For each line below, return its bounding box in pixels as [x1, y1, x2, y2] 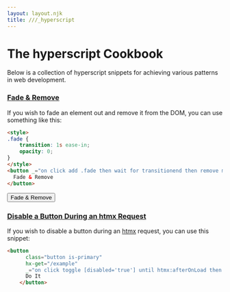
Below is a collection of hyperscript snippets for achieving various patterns [7, 69, 218, 77]
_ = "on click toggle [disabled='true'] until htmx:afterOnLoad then [25, 267, 222, 273]
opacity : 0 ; [19, 148, 53, 155]
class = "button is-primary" [25, 254, 103, 260]
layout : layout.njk [7, 10, 63, 17]
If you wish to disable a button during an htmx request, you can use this [7, 227, 209, 235]
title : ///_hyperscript [7, 16, 75, 23]
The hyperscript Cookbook [7, 46, 164, 62]
